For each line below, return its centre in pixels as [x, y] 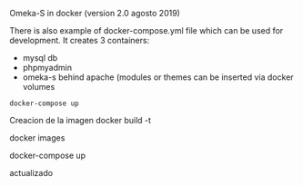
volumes [39, 87]
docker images [37, 138]
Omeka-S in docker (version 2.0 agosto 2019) [95, 13]
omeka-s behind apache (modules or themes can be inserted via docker [158, 77]
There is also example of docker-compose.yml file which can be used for [146, 30]
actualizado [31, 173]
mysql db [40, 58]
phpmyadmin [47, 68]
